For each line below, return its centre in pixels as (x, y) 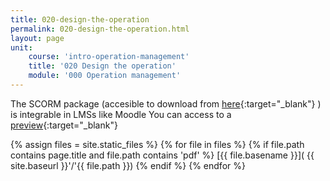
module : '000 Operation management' (105, 76)
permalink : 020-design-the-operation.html (100, 29)
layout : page (37, 38)
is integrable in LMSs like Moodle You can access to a (121, 114)
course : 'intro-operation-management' (109, 57)
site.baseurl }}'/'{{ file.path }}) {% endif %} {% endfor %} (128, 165)
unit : (21, 47)
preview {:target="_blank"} (64, 125)
